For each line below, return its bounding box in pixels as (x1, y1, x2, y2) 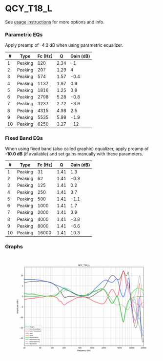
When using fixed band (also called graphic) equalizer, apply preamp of (5, 146, 149, 152)
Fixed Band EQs (5, 134, 43, 141)
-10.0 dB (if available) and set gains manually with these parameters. (5, 151, 143, 157)
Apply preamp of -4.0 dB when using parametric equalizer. (5, 42, 123, 48)
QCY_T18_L (5, 3, 52, 14)
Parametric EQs (5, 31, 43, 38)
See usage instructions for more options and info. (5, 19, 105, 25)
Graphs (5, 243, 23, 250)
